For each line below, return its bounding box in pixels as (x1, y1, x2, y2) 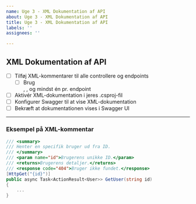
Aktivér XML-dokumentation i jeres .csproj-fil (14, 92, 123, 99)
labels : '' (6, 24, 33, 31)
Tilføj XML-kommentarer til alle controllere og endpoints (14, 72, 149, 79)
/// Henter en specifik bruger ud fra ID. (6, 144, 111, 150)
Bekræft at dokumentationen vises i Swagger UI (14, 105, 130, 112)
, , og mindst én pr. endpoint (23, 86, 92, 93)
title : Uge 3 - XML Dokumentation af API (6, 19, 108, 25)
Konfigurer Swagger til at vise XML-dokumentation (14, 99, 137, 105)
